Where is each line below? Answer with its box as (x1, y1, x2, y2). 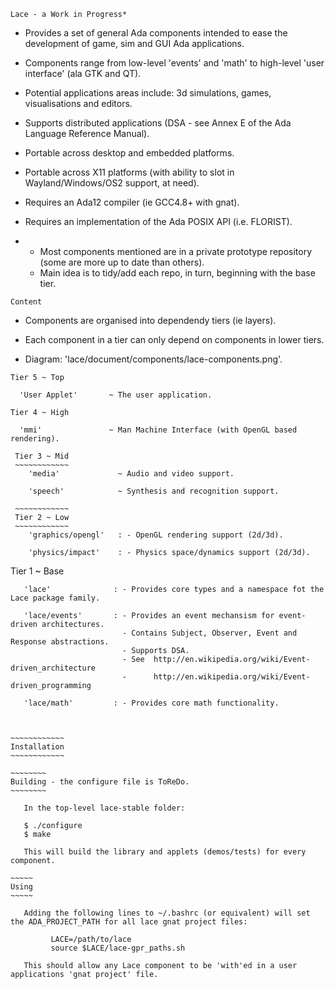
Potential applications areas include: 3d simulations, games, (24, 87, 272, 99)
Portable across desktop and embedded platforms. (24, 147, 235, 159)
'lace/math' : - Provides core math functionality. (23, 698, 280, 708)
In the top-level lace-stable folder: (23, 803, 186, 813)
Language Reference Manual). (24, 128, 150, 139)
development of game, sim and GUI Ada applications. (24, 38, 245, 49)
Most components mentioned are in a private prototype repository (39, 246, 312, 257)
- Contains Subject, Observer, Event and (121, 628, 298, 638)
